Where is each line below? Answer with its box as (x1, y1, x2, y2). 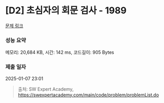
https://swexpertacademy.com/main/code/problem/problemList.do (17, 92, 159, 98)
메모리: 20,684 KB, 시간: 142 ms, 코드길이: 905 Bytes (5, 49, 114, 55)
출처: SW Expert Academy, (17, 86, 74, 92)
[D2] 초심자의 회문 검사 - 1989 (5, 5, 127, 16)
